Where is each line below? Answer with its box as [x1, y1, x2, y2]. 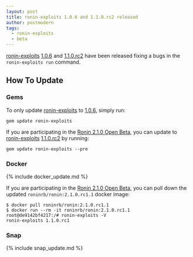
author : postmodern [6, 19, 54, 25]
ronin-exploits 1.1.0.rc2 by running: [6, 134, 89, 141]
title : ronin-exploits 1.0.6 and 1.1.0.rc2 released [6, 14, 138, 20]
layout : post [6, 8, 38, 15]
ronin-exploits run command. [6, 58, 81, 65]
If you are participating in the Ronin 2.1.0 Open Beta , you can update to [6, 128, 178, 136]
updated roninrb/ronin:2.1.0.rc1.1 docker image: [6, 190, 130, 197]
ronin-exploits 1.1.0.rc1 [6, 218, 69, 223]
